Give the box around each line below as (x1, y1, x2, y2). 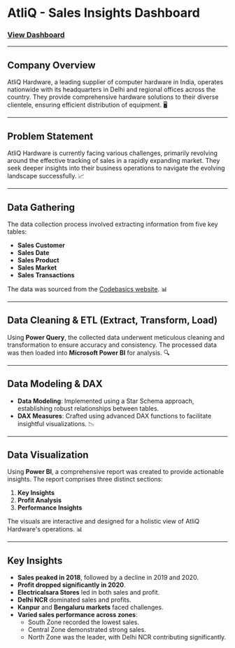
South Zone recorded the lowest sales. (27, 618, 140, 626)
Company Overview (7, 59, 96, 71)
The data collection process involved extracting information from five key (7, 220, 218, 228)
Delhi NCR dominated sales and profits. (17, 595, 131, 604)
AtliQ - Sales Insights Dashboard (7, 5, 201, 21)
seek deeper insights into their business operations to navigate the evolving (7, 164, 225, 173)
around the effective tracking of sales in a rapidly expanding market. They (7, 157, 220, 165)
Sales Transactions (17, 270, 75, 279)
